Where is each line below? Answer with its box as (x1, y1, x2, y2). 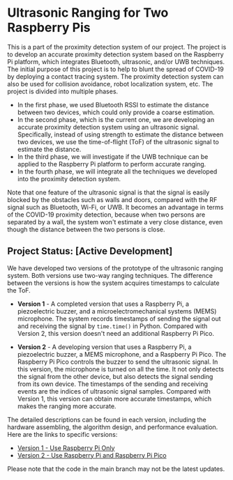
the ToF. (7, 286, 31, 294)
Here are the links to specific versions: (7, 430, 118, 438)
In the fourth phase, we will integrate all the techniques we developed (17, 167, 218, 176)
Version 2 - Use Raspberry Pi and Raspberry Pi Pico (17, 451, 167, 459)
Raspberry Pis (7, 20, 91, 36)
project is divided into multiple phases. (7, 87, 119, 95)
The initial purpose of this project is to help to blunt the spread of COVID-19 (7, 65, 225, 73)
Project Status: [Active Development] (7, 245, 173, 257)
